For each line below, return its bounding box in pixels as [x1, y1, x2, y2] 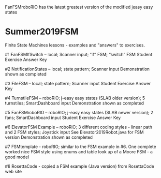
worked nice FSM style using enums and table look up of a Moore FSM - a [5, 148, 153, 154]
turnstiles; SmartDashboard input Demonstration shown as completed [5, 100, 144, 106]
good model [5, 154, 29, 160]
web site [5, 168, 22, 174]
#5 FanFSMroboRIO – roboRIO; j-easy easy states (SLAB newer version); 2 [5, 109, 154, 115]
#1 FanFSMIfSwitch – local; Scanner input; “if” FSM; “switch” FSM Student [5, 51, 153, 57]
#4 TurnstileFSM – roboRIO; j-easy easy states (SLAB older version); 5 [5, 95, 145, 101]
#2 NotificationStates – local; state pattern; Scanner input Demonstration [5, 66, 150, 72]
